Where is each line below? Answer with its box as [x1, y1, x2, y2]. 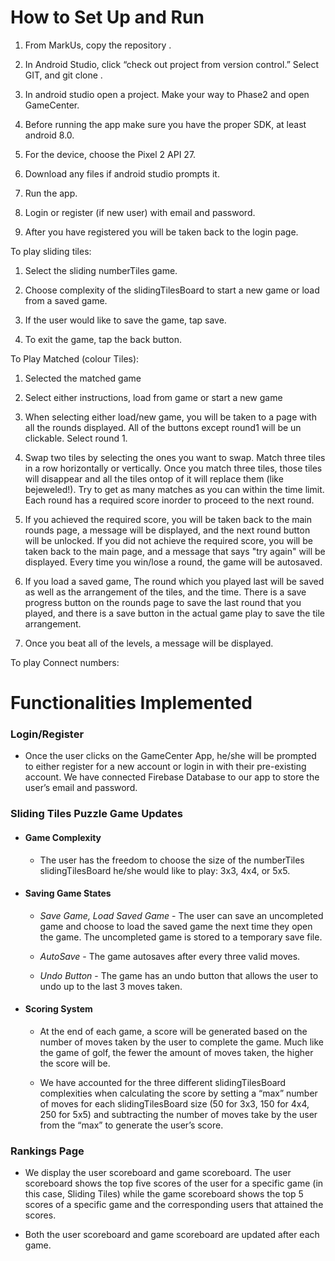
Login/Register [10, 727, 85, 741]
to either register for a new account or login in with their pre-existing [24, 761, 307, 773]
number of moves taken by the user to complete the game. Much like [39, 1036, 325, 1048]
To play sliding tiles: [10, 245, 92, 257]
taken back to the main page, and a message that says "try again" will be [24, 545, 326, 557]
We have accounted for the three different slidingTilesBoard [39, 1076, 287, 1088]
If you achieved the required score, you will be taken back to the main [24, 513, 313, 525]
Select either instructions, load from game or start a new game [24, 391, 283, 403]
